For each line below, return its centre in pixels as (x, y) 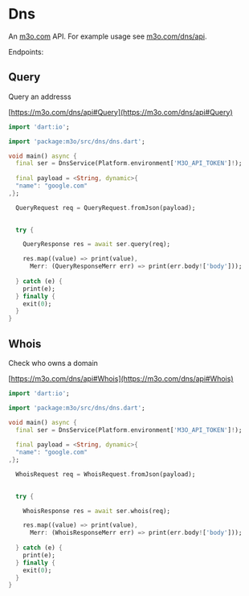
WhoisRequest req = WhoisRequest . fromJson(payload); (106, 474)
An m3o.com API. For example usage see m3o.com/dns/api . (108, 36)
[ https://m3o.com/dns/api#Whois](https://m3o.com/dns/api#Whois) (121, 378)
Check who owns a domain (53, 363)
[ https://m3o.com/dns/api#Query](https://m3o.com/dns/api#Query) (120, 112)
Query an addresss (40, 97)
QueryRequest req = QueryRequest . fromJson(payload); (106, 208)
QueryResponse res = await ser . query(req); (97, 245)
